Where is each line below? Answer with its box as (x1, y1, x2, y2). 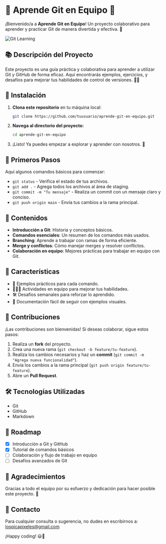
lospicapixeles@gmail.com (5, 524, 60, 530)
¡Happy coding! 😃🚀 (5, 533, 45, 539)
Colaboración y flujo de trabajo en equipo (12, 452, 98, 458)
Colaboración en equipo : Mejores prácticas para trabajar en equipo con (12, 247, 160, 254)
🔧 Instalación (5, 91, 46, 99)
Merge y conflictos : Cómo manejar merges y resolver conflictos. (12, 243, 145, 248)
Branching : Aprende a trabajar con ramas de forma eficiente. (12, 237, 138, 243)
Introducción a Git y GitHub (12, 441, 68, 447)
